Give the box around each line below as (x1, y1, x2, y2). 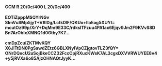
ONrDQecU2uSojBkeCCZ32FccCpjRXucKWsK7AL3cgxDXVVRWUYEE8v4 (5, 51, 158, 56)
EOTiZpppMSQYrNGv (5, 14, 49, 20)
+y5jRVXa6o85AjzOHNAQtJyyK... (5, 55, 76, 61)
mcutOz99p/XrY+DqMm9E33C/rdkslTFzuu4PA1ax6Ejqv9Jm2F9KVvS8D (5, 25, 156, 31)
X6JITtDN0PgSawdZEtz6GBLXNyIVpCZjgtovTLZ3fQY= (5, 45, 119, 51)
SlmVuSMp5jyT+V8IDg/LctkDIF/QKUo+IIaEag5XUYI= (5, 20, 115, 26)
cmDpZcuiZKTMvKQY (5, 40, 51, 46)
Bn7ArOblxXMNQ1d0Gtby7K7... (5, 30, 70, 36)
